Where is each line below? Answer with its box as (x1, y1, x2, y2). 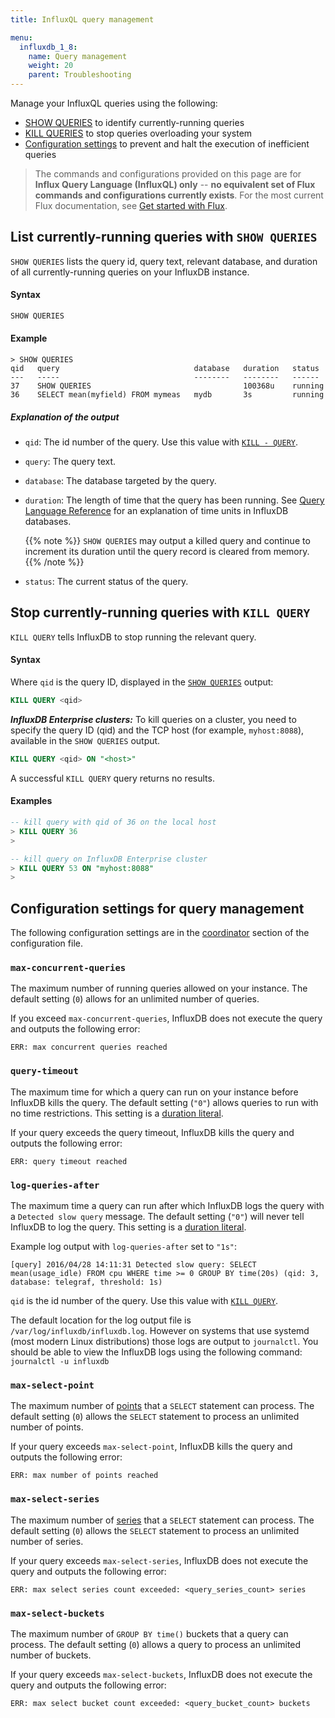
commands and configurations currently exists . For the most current (34, 189, 324, 201)
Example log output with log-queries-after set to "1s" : (10, 1240, 238, 1252)
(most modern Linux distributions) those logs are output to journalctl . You (10, 1335, 319, 1347)
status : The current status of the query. (24, 576, 189, 588)
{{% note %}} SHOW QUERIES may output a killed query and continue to (24, 535, 311, 547)
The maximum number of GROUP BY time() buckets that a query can (10, 1627, 289, 1640)
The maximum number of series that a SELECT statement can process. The (10, 1514, 315, 1526)
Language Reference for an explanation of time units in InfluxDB (24, 505, 289, 517)
